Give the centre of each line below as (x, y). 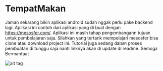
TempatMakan (35, 9)
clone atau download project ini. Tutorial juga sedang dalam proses (74, 43)
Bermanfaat (17, 53)
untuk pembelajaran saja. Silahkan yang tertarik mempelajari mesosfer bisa (82, 38)
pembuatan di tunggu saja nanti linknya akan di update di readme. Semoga (81, 48)
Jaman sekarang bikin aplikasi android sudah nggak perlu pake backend (79, 22)
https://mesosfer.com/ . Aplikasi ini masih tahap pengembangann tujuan (78, 33)
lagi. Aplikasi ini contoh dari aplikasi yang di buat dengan (63, 27)
